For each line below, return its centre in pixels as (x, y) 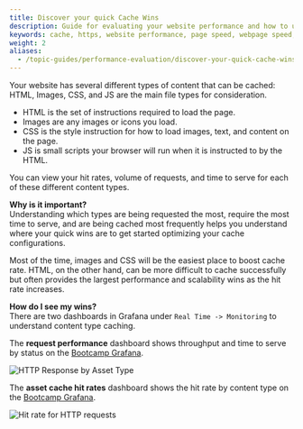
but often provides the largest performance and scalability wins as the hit (145, 279)
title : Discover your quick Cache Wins (84, 18)
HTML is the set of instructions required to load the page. (129, 112)
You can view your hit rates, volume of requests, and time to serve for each (149, 178)
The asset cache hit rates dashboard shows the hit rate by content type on (149, 388)
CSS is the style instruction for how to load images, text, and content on (156, 131)
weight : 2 (28, 43)
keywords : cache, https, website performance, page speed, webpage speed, (153, 34)
